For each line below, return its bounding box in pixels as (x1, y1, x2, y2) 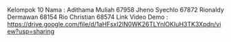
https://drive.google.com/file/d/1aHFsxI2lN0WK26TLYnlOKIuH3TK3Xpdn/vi (7, 20, 221, 28)
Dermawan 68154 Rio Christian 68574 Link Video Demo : (7, 13, 169, 21)
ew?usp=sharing (7, 27, 55, 35)
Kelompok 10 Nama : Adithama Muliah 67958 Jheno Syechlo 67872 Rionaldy (7, 6, 224, 14)
